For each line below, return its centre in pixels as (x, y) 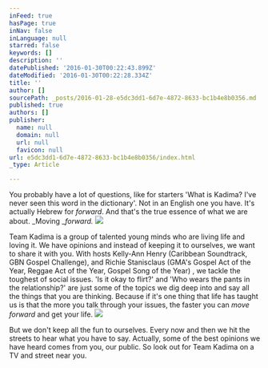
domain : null (38, 135)
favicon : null (40, 150)
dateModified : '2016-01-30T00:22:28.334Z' (81, 75)
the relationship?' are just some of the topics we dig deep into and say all (130, 288)
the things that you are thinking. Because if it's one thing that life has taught (134, 297)
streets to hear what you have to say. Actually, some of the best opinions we (135, 338)
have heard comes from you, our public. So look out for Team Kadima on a (132, 347)
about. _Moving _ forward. (51, 221)
